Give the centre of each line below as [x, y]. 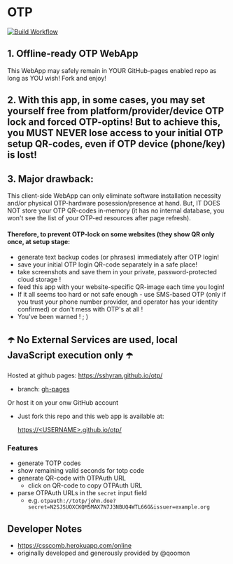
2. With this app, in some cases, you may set [106, 100]
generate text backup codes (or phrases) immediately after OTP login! [118, 257]
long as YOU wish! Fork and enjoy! [57, 78]
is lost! [22, 155]
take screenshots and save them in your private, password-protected [117, 272]
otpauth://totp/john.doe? [79, 501]
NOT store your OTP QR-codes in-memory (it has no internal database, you [116, 210]
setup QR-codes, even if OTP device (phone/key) [116, 144]
